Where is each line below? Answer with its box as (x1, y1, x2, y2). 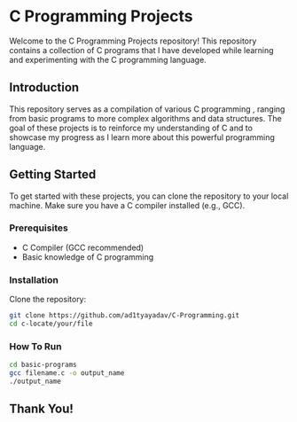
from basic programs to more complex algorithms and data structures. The (9, 113, 282, 123)
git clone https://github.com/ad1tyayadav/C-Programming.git (9, 311, 240, 320)
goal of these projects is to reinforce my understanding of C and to (9, 122, 253, 133)
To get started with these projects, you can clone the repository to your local (9, 191, 289, 201)
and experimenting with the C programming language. (9, 54, 207, 65)
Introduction (9, 80, 80, 95)
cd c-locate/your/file (9, 319, 93, 329)
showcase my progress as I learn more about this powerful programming (9, 131, 275, 143)
